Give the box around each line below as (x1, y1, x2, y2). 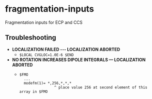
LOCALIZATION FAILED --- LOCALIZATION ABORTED (12, 46, 120, 52)
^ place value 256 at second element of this (54, 85, 148, 90)
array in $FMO (19, 89, 48, 94)
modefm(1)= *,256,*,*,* (23, 81, 72, 85)
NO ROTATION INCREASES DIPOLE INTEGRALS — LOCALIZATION (12, 57, 146, 63)
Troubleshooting (5, 33, 57, 42)
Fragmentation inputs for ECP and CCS (5, 19, 83, 25)
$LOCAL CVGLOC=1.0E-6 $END (19, 52, 74, 57)
